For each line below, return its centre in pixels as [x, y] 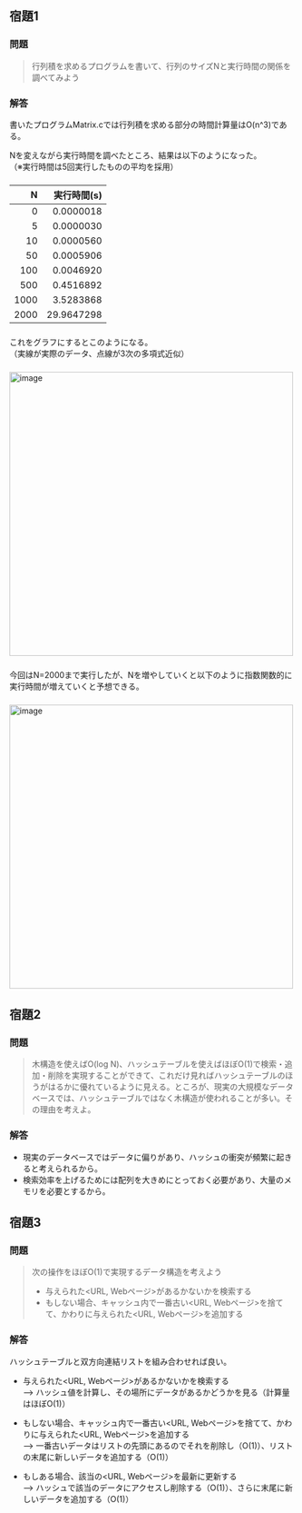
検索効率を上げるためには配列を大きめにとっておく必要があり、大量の [153, 1180]
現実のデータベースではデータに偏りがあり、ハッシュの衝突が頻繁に [149, 1157]
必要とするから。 [78, 1191]
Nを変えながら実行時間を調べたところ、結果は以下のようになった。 [136, 155]
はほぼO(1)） [46, 1403]
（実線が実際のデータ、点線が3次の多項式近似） [99, 353]
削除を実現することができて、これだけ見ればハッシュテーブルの [166, 1076]
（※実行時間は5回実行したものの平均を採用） [94, 166]
